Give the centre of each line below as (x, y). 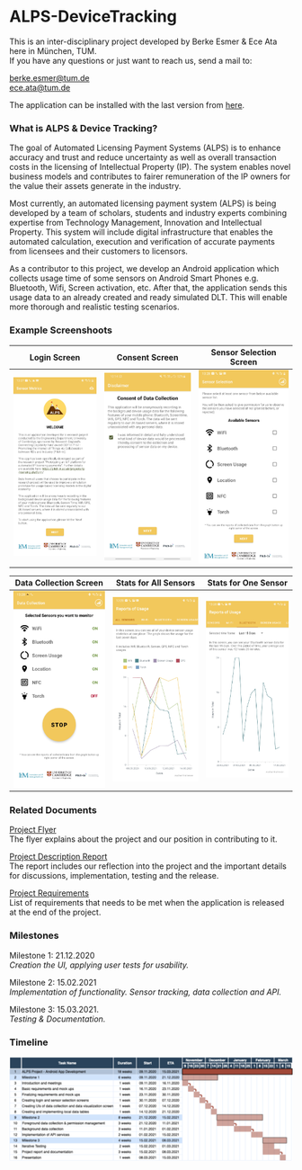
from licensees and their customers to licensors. (99, 251)
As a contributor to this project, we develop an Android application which (144, 269)
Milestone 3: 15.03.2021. (54, 1009)
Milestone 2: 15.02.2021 (53, 982)
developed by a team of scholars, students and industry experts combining (148, 213)
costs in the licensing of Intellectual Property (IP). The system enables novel (150, 167)
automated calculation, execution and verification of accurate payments (142, 242)
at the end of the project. (55, 912)
